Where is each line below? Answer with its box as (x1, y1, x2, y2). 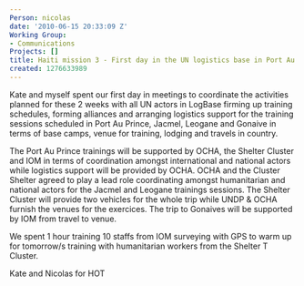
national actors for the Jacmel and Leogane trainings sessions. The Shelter (9, 184, 291, 195)
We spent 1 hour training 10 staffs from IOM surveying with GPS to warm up (9, 230, 292, 241)
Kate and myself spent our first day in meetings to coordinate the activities (9, 88, 289, 100)
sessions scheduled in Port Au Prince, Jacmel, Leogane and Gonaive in (9, 117, 277, 128)
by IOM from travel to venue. (9, 213, 117, 224)
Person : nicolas (9, 13, 71, 23)
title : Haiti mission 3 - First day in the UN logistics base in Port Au (9, 56, 296, 65)
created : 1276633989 (9, 65, 88, 74)
